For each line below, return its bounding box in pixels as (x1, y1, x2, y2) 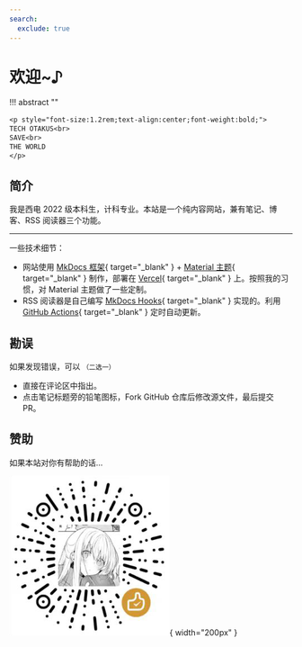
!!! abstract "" (9, 97, 59, 108)
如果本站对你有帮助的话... (9, 457, 103, 468)
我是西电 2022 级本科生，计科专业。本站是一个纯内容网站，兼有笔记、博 (9, 203, 278, 215)
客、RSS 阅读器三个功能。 (9, 215, 106, 226)
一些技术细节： (9, 243, 65, 254)
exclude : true (17, 23, 70, 33)
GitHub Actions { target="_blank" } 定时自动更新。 (22, 307, 206, 318)
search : (9, 14, 39, 23)
